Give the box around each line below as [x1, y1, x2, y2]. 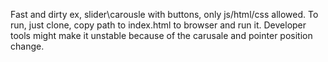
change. [10, 40, 45, 52]
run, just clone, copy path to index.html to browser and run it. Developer [10, 19, 307, 31]
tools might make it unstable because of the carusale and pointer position [10, 30, 313, 41]
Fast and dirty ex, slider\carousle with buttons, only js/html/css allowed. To [10, 9, 319, 20]
